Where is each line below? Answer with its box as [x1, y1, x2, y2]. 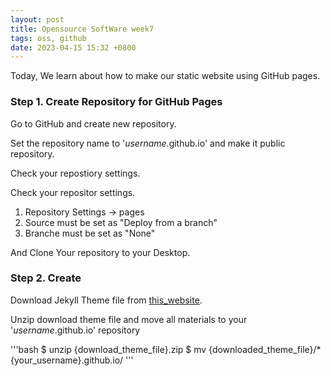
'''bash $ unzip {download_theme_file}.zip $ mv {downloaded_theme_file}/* [10, 343, 322, 355]
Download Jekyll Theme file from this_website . [10, 294, 203, 306]
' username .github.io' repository [10, 324, 141, 336]
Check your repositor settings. [10, 186, 136, 198]
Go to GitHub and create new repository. [10, 117, 177, 130]
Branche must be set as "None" [24, 227, 156, 239]
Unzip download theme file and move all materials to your [10, 313, 248, 325]
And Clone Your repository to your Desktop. [10, 246, 191, 258]
